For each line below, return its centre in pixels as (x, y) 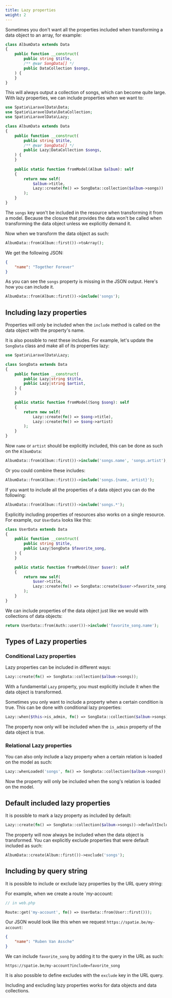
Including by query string (47, 871)
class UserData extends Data (36, 529)
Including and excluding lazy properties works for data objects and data (81, 985)
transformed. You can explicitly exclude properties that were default (77, 840)
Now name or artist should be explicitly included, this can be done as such (84, 446)
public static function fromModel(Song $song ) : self (72, 403)
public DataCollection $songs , (57, 68)
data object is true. (25, 732)
